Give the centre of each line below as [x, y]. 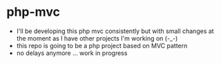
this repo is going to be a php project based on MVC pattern [102, 45]
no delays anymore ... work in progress [72, 53]
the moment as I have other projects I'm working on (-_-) [97, 38]
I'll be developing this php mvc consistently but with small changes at [115, 31]
